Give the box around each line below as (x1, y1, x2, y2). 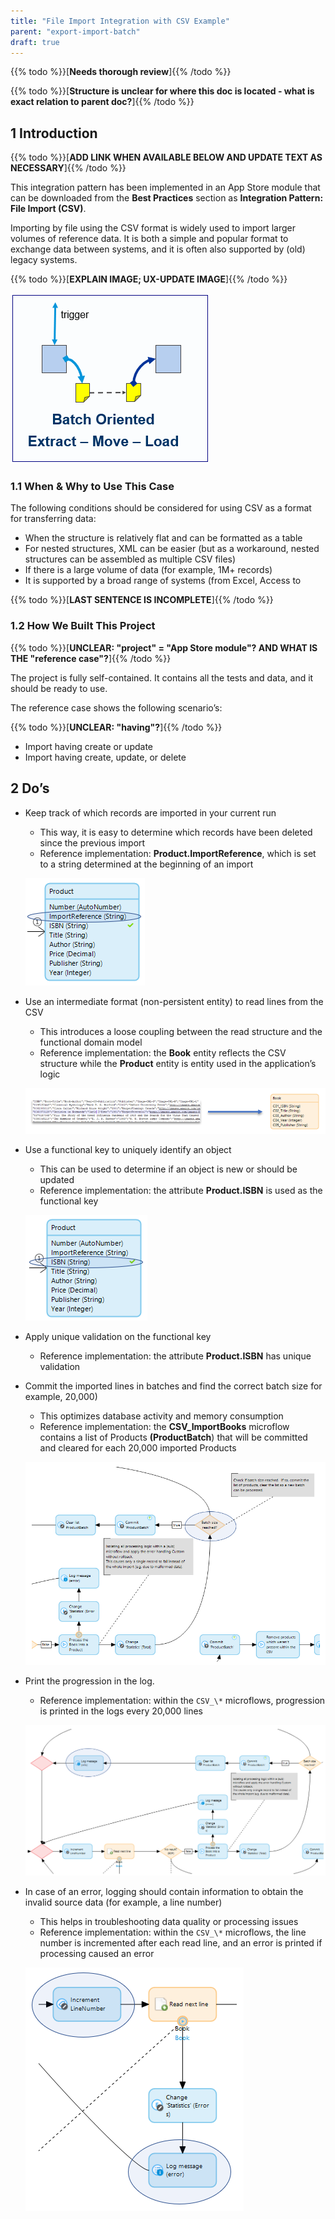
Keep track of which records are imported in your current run (24, 806, 277, 819)
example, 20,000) (24, 1391, 98, 1403)
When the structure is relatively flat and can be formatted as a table (24, 532, 303, 544)
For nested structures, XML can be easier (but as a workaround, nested (24, 543, 320, 555)
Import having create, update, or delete (24, 751, 187, 763)
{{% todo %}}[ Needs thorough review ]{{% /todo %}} (10, 66, 232, 78)
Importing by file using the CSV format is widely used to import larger (10, 222, 296, 234)
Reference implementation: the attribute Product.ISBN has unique (39, 1350, 312, 1362)
